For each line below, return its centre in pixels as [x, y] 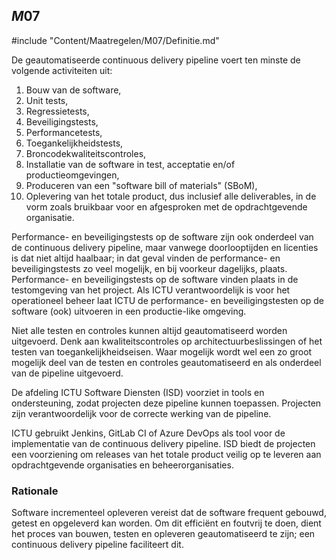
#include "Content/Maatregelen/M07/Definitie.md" [115, 40]
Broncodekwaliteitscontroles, [86, 153]
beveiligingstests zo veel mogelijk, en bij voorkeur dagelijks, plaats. [149, 268]
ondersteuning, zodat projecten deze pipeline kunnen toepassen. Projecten [166, 403]
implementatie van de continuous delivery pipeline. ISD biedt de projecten [163, 443]
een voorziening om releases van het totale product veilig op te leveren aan [166, 454]
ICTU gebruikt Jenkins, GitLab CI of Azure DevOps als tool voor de [148, 433]
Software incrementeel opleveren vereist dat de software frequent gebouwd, [169, 513]
